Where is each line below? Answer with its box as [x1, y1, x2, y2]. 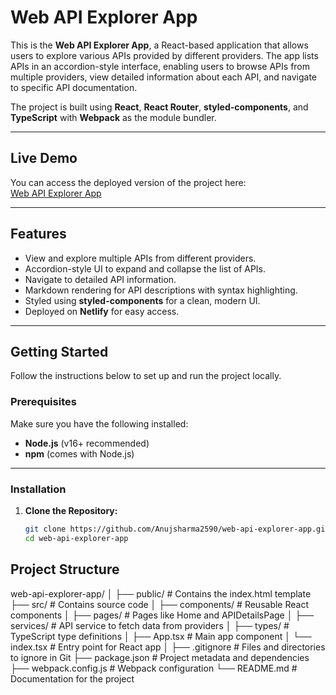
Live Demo [10, 150, 78, 167]
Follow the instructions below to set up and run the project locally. [10, 370, 282, 382]
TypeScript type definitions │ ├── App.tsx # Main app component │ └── [10, 630, 312, 642]
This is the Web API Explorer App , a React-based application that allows [10, 39, 309, 51]
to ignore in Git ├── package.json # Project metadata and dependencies [10, 651, 310, 663]
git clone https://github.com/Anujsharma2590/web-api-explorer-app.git [24, 524, 330, 534]
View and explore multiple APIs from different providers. [24, 252, 257, 264]
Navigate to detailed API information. [24, 273, 177, 285]
